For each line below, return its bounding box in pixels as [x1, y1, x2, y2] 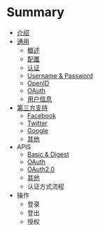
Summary [6, 4, 64, 20]
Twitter [27, 119, 48, 127]
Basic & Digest [27, 150, 69, 158]
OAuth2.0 [27, 165, 55, 173]
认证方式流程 [27, 182, 64, 191]
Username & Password [27, 71, 94, 79]
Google [27, 126, 48, 134]
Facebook [27, 111, 57, 120]
